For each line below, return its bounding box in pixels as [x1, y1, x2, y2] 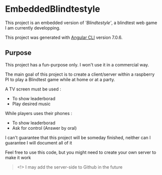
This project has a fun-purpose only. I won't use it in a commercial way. [5, 61, 149, 67]
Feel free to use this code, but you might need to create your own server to [5, 149, 157, 155]
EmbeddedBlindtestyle [5, 3, 100, 15]
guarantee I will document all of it [5, 140, 72, 146]
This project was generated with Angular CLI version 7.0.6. [5, 34, 123, 40]
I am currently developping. [5, 25, 61, 30]
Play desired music [12, 101, 51, 107]
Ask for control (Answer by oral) [12, 125, 77, 131]
